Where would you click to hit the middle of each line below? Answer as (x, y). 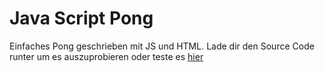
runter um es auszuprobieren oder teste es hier (106, 56)
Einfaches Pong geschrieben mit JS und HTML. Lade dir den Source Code (162, 46)
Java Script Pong (81, 18)
